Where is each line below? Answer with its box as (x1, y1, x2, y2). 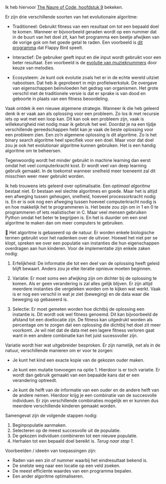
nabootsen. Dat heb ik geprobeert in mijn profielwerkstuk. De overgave (12, 80, 158, 86)
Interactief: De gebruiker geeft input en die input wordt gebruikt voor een (12, 54, 162, 60)
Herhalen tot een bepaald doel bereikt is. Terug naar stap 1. (12, 438, 134, 444)
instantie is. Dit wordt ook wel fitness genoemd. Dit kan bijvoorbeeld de (12, 311, 158, 317)
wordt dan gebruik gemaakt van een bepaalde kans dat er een (12, 372, 140, 378)
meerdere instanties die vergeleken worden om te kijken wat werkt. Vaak (12, 286, 161, 292)
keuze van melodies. (12, 65, 55, 71)
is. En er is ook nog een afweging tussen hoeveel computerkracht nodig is (5, 199, 157, 205)
